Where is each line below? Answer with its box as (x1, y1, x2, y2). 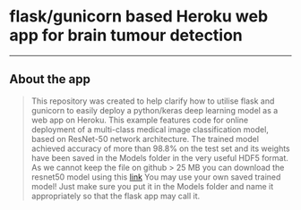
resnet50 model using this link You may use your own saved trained (30, 172, 281, 182)
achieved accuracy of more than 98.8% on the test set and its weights (30, 143, 291, 154)
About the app (9, 71, 91, 87)
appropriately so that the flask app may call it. (30, 190, 201, 201)
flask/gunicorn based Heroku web (9, 6, 269, 27)
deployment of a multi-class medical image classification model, (30, 123, 269, 135)
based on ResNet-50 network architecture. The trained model (30, 133, 260, 144)
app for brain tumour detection (9, 25, 244, 46)
